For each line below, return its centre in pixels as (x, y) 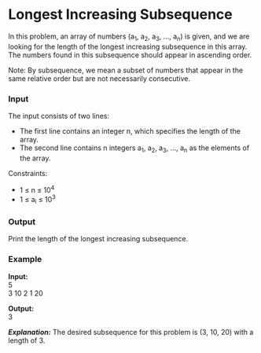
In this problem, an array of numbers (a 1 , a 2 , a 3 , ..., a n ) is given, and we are (129, 37)
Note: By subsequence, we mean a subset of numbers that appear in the (126, 70)
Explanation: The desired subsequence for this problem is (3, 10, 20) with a (131, 332)
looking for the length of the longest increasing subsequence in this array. (128, 46)
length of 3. (27, 340)
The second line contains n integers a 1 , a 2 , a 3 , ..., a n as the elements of (134, 149)
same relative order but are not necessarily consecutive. (99, 78)
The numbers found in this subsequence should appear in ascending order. (130, 55)
